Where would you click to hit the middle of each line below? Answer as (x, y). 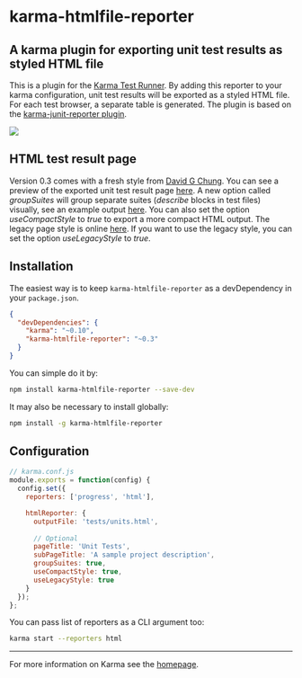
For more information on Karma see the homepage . (104, 665)
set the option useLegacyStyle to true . (80, 238)
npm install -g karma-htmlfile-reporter (86, 423)
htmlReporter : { (56, 513)
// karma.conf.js (42, 472)
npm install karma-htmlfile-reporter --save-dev (102, 389)
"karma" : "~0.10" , (60, 331)
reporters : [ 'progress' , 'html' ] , (90, 497)
